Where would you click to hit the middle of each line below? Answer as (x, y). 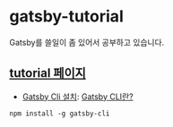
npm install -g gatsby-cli (60, 114)
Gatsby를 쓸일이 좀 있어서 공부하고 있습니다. (87, 42)
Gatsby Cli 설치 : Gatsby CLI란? (78, 97)
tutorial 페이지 (48, 73)
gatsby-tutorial (66, 17)
